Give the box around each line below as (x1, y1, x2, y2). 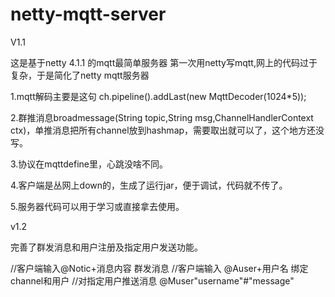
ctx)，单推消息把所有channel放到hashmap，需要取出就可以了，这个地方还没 (10, 124, 325, 136)
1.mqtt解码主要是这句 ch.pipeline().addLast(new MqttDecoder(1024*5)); (10, 90, 307, 102)
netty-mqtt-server (10, 3, 167, 26)
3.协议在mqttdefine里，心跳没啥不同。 (10, 158, 168, 170)
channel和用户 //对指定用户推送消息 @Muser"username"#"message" (10, 274, 295, 287)
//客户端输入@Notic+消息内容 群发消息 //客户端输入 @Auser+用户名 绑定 (10, 262, 309, 274)
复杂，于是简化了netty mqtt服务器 (10, 69, 150, 81)
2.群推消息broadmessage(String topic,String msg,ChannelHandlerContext (10, 111, 314, 123)
